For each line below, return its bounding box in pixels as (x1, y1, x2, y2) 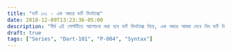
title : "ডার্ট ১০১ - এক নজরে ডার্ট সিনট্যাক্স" (7, 10, 104, 17)
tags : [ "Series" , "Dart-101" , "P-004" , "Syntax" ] (7, 36, 153, 43)
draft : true (7, 29, 41, 36)
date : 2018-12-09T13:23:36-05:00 (7, 17, 104, 23)
